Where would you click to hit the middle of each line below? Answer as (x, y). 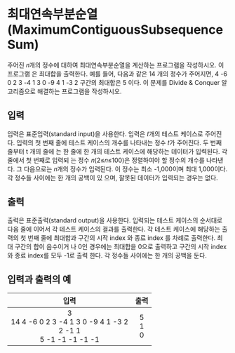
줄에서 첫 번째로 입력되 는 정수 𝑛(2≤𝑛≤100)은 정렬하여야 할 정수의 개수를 (106, 160)
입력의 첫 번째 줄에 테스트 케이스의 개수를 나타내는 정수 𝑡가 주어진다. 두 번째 (119, 142)
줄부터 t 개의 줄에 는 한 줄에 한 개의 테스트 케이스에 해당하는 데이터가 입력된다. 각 (117, 151)
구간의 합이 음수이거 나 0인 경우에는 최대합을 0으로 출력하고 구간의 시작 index (120, 246)
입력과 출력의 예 (39, 279)
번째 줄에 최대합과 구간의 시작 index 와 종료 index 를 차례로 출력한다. (122, 238)
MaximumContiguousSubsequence (117, 30)
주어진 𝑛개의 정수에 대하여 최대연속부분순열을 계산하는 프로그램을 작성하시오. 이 (116, 65)
